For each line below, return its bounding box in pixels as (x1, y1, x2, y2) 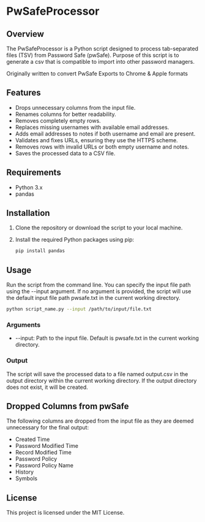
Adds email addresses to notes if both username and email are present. (15, 130, 196, 137)
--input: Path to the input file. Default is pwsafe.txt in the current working (15, 334, 199, 342)
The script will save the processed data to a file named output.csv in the (6, 370, 188, 378)
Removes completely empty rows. (15, 117, 101, 124)
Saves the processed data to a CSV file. (15, 149, 116, 157)
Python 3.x (15, 183, 43, 191)
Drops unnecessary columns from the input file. (15, 104, 136, 111)
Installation (6, 208, 50, 218)
